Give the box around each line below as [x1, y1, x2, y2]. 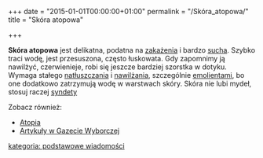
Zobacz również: [8, 102, 63, 112]
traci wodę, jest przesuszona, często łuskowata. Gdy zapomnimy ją [8, 54, 225, 63]
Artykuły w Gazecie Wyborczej [19, 126, 120, 135]
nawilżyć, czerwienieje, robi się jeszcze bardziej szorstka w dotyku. [8, 62, 227, 72]
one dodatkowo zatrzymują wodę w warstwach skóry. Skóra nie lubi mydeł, [8, 79, 252, 88]
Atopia [19, 118, 41, 127]
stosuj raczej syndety [8, 87, 78, 97]
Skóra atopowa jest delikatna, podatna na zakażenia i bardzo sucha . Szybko [8, 46, 256, 54]
